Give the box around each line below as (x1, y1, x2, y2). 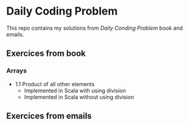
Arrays (6, 67, 27, 75)
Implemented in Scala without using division (24, 93, 134, 101)
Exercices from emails (6, 111, 92, 121)
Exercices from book (6, 49, 86, 59)
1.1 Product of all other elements (15, 80, 95, 87)
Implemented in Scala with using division (24, 87, 126, 94)
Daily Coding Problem (6, 4, 118, 18)
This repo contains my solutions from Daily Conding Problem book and (6, 24, 183, 32)
